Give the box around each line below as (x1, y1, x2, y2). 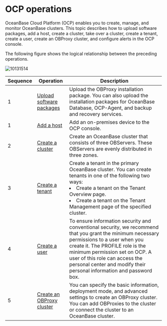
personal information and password (69, 267, 153, 274)
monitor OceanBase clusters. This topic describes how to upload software (5, 25, 157, 31)
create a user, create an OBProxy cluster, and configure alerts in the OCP (5, 36, 155, 42)
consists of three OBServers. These (69, 139, 153, 146)
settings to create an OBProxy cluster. (69, 294, 158, 301)
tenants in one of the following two (69, 172, 150, 179)
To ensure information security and (69, 217, 151, 224)
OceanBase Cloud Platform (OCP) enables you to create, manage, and (5, 20, 149, 26)
